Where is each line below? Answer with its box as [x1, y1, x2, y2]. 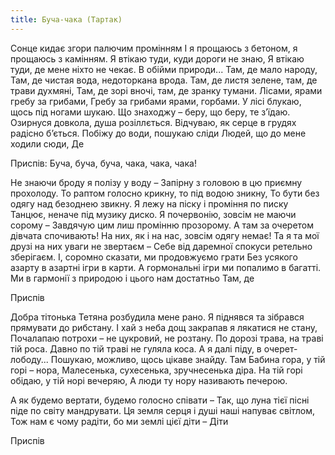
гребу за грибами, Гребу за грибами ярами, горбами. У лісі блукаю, [10, 95, 302, 107]
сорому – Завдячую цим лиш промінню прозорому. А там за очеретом [10, 219, 315, 231]
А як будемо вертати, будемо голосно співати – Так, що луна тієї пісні [10, 394, 310, 406]
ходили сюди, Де [10, 137, 85, 150]
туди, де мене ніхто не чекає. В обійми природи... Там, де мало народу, [10, 63, 318, 75]
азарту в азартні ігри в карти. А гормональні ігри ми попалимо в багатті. [10, 261, 322, 273]
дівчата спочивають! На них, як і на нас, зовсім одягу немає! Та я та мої [10, 229, 320, 241]
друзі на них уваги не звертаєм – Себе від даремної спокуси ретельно [10, 240, 313, 252]
